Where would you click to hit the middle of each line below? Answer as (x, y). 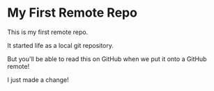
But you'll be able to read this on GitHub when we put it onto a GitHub (107, 59)
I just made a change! (38, 80)
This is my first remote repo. (48, 32)
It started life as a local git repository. (60, 45)
